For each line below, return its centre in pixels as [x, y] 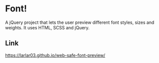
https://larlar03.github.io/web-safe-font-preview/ [55, 55]
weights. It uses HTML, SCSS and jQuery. [48, 27]
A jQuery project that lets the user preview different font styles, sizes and [80, 22]
